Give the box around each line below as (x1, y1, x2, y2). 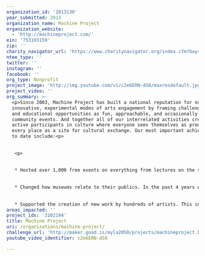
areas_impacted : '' (6, 207, 56, 213)
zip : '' (6, 43, 26, 49)
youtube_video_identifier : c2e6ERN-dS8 (6, 235, 108, 241)
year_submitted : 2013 (6, 15, 62, 21)
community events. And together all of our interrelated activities (12, 116, 190, 122)
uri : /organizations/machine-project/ (6, 224, 105, 230)
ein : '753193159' (6, 37, 51, 43)
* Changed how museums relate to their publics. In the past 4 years (14, 184, 195, 190)
